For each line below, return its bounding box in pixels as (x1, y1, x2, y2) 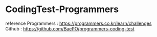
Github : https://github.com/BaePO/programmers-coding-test (5, 25, 134, 31)
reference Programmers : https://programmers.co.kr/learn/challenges (5, 20, 152, 26)
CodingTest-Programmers (5, 4, 119, 15)
